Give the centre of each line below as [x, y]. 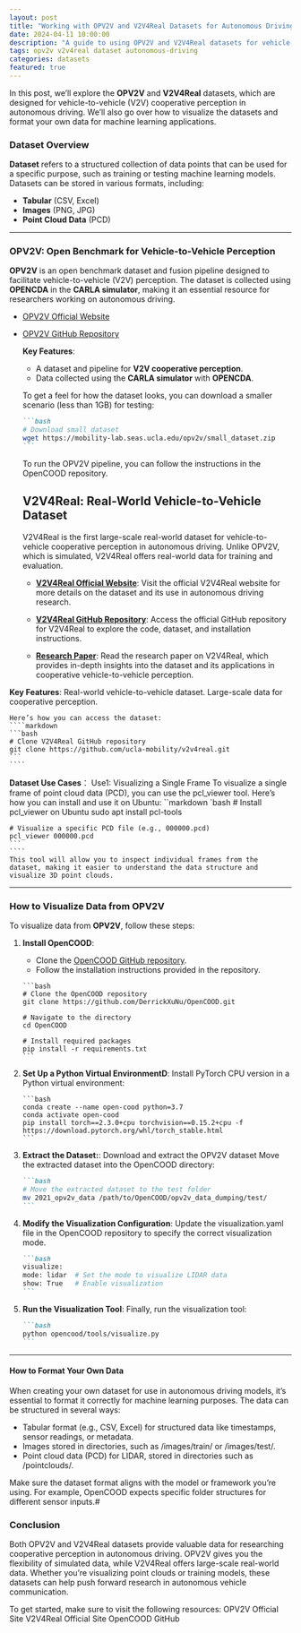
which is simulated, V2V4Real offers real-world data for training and [147, 555]
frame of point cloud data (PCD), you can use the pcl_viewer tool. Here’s [142, 793]
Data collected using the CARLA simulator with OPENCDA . [144, 378]
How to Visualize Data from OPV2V [87, 906]
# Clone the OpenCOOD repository [85, 994]
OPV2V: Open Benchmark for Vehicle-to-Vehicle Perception [142, 252]
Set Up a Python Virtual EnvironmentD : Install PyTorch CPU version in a [155, 1074]
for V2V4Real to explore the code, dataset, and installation [143, 629]
